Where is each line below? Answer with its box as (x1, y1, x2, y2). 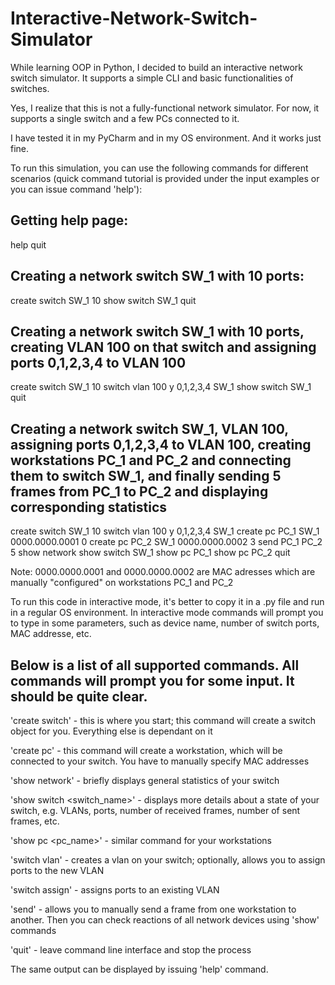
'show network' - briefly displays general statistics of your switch (10, 775, 280, 786)
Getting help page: (10, 212, 129, 229)
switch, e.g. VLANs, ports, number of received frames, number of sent (10, 805, 301, 816)
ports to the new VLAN (10, 865, 105, 876)
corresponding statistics (10, 498, 168, 516)
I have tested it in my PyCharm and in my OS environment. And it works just (10, 132, 322, 144)
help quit (10, 238, 47, 251)
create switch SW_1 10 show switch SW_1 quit (10, 294, 197, 306)
